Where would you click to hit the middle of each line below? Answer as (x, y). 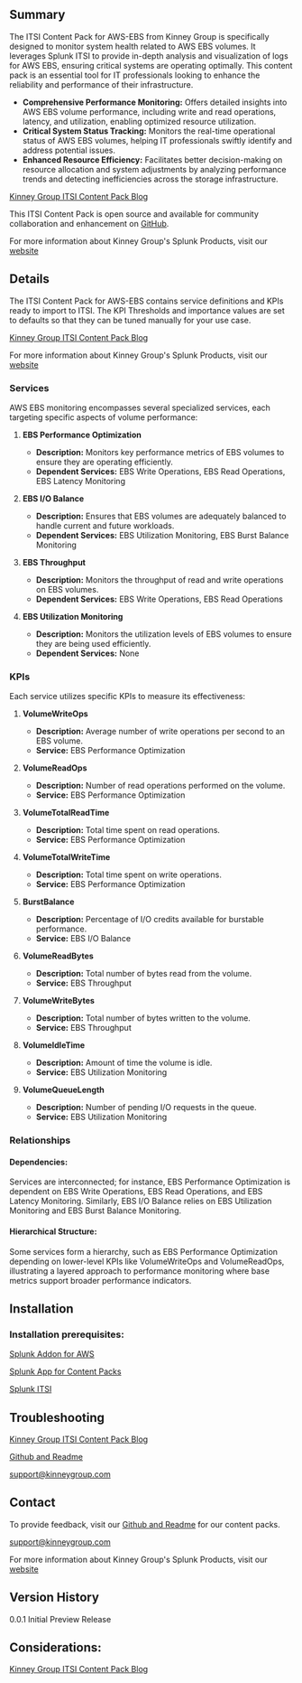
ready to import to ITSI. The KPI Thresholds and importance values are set (147, 310)
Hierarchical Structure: (53, 1231)
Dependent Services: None (87, 653)
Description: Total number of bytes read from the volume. (144, 974)
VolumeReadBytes (58, 956)
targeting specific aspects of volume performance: (104, 417)
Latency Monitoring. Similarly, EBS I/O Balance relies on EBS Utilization (141, 1201)
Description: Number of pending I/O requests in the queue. (146, 1108)
